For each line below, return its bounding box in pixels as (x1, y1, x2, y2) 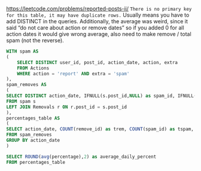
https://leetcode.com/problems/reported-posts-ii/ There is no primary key (6, 5, 192, 12)
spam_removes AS (6, 82, 47, 88)
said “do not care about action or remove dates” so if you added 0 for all (6, 24, 184, 31)
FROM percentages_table (6, 159, 66, 165)
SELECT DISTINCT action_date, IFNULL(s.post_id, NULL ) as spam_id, (6, 93, 175, 99)
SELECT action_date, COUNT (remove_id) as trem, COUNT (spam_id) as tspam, (6, 126, 194, 132)
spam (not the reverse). (6, 37, 64, 44)
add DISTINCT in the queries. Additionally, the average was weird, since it (6, 18, 188, 25)
